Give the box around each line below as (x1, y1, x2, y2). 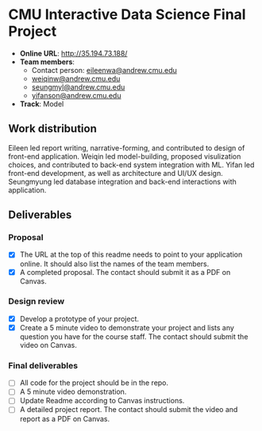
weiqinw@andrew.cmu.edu (31, 74, 121, 83)
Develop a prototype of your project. (19, 314, 140, 323)
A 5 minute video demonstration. (19, 387, 127, 397)
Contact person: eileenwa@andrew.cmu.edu (31, 65, 177, 74)
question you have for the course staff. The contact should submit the (19, 331, 249, 341)
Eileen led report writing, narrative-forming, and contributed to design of (8, 143, 245, 152)
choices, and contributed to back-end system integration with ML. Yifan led (8, 160, 255, 170)
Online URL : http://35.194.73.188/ (19, 48, 128, 58)
